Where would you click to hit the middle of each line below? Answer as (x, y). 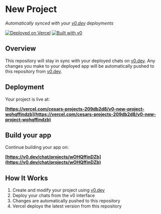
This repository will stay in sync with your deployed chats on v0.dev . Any (80, 61)
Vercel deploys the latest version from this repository (67, 206)
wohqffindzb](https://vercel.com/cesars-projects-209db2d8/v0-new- (81, 114)
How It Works (27, 178)
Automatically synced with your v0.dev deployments (59, 23)
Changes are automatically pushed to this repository (66, 201)
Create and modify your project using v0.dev (58, 190)
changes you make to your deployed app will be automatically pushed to (80, 66)
